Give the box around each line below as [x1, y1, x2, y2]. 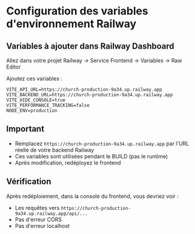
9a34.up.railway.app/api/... [14, 211, 88, 217]
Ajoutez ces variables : [6, 75, 63, 82]
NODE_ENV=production [6, 108, 58, 114]
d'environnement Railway [6, 17, 137, 31]
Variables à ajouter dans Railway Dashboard [6, 41, 175, 51]
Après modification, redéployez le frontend [14, 159, 121, 166]
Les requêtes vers [14, 204, 60, 211]
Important [6, 124, 44, 134]
